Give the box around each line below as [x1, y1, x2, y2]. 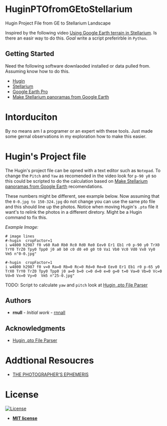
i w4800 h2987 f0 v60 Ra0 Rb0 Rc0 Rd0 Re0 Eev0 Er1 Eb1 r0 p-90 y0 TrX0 [5, 242, 160, 247]
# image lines [5, 234, 35, 239]
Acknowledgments [5, 324, 66, 332]
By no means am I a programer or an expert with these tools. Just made [5, 128, 153, 134]
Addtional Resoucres [5, 355, 94, 366]
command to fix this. [5, 214, 47, 220]
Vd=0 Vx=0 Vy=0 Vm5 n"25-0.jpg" [5, 273, 75, 278]
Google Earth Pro [12, 89, 48, 95]
